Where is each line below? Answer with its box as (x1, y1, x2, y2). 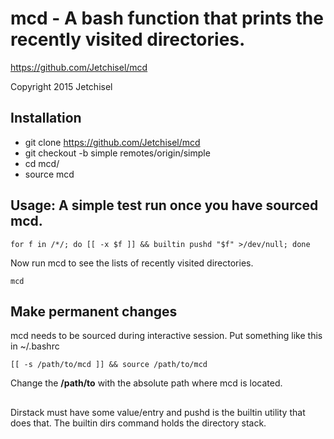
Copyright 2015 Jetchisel (10, 80, 113, 92)
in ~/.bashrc (10, 340, 60, 352)
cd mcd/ (24, 157, 60, 169)
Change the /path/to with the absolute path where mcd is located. (10, 377, 283, 389)
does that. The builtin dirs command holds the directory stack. (10, 417, 267, 429)
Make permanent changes (10, 303, 178, 320)
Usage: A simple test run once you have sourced (10, 197, 319, 214)
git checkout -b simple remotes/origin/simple (24, 147, 211, 159)
